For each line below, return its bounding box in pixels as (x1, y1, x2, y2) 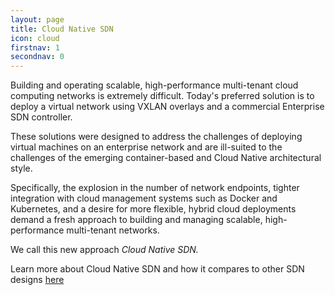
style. (10, 162, 33, 175)
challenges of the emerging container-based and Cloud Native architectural (10, 152, 322, 164)
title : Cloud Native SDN (10, 24, 114, 34)
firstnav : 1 (10, 42, 60, 53)
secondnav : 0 (10, 52, 65, 62)
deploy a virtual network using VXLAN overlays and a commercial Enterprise (10, 101, 325, 113)
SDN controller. (10, 111, 73, 123)
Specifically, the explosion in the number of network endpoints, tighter (10, 182, 300, 194)
